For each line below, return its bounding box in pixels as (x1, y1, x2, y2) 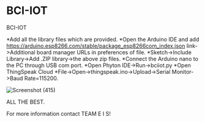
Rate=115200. (24, 74, 59, 82)
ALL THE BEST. (6, 98, 45, 106)
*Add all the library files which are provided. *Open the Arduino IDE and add (6, 35, 199, 43)
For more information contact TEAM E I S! (6, 110, 111, 117)
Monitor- (171, 68, 194, 75)
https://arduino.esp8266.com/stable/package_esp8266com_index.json (6, 42, 185, 49)
